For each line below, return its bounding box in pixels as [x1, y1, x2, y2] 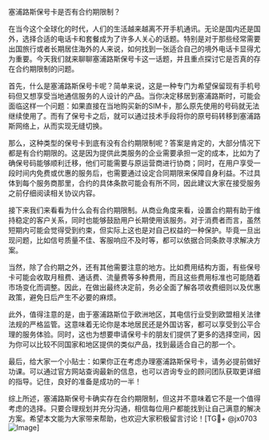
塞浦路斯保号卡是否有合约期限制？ [8, 7, 121, 16]
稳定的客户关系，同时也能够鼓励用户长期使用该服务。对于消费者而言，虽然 [14, 216, 261, 224]
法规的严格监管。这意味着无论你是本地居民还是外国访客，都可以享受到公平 [8, 320, 254, 329]
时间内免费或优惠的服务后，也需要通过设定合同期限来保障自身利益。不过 [14, 168, 254, 178]
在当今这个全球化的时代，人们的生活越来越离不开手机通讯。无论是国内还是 [8, 24, 254, 34]
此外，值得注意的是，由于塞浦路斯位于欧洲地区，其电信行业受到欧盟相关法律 [8, 309, 261, 319]
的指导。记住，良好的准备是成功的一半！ [8, 377, 142, 386]
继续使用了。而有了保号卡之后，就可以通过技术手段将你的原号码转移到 [8, 111, 240, 120]
